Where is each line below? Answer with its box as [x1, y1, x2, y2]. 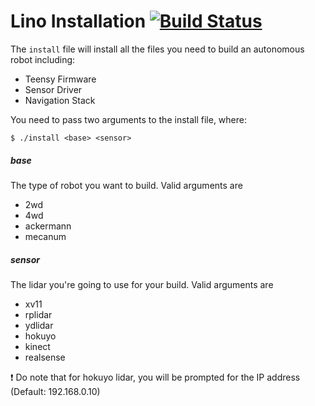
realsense [24, 351, 66, 363]
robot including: [10, 53, 76, 65]
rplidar [24, 308, 53, 320]
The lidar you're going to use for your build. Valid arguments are [10, 278, 274, 290]
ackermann [24, 220, 72, 232]
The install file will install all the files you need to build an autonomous [10, 43, 305, 55]
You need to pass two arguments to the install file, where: [10, 113, 247, 125]
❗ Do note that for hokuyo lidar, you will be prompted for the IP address [10, 371, 301, 383]
